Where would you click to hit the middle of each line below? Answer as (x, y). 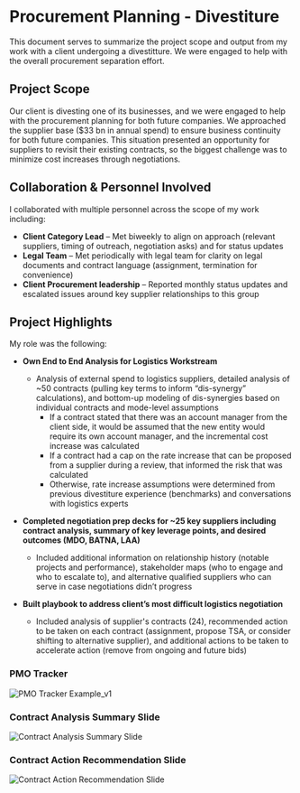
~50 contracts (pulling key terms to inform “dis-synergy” (141, 388)
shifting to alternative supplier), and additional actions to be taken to (162, 641)
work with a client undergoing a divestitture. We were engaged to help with (149, 51)
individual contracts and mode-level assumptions (127, 407)
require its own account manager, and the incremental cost (159, 436)
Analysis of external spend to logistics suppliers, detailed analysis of (163, 379)
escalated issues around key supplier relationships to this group (141, 294)
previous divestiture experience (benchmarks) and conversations (170, 494)
